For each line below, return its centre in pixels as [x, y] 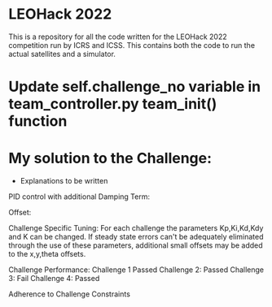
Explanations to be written [64, 181]
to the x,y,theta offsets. [47, 254]
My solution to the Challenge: [110, 158]
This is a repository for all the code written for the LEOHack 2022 [118, 37]
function [38, 121]
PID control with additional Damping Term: [79, 197]
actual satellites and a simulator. [62, 54]
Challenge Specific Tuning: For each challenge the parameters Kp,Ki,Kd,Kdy [136, 228]
